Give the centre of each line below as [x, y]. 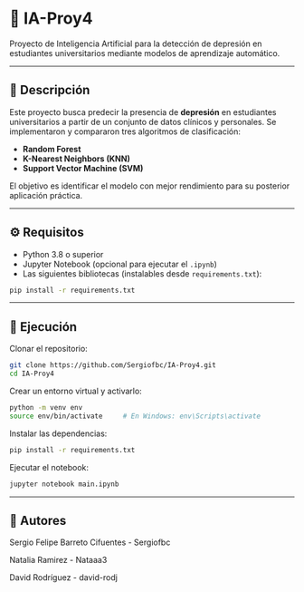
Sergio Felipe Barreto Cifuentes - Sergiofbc [90, 542]
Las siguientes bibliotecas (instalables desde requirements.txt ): [142, 273]
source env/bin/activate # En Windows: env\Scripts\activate [135, 416]
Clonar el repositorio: [48, 349]
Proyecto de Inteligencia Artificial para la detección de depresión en [136, 44]
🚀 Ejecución [43, 327]
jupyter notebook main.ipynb [64, 484]
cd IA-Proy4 [32, 374]
